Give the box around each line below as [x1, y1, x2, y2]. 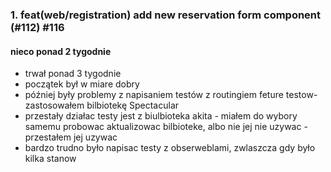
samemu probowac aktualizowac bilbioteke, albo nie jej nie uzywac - [24, 121, 308, 133]
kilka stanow [24, 153, 77, 165]
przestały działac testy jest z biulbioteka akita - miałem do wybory [24, 110, 298, 122]
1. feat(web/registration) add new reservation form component [10, 8, 322, 22]
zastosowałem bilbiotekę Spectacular [24, 99, 180, 112]
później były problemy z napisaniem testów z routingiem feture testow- [24, 89, 318, 101]
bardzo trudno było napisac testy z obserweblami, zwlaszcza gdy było [24, 142, 316, 154]
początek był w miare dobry [24, 78, 140, 90]
